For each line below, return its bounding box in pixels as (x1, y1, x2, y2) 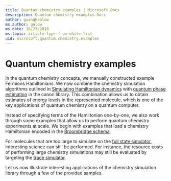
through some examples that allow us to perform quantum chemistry (5, 117, 150, 123)
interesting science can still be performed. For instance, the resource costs (5, 144, 163, 150)
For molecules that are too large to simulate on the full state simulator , (5, 138, 152, 144)
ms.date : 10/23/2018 (5, 27, 50, 32)
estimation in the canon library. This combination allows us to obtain (5, 91, 149, 97)
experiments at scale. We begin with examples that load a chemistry (5, 123, 149, 129)
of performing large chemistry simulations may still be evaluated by (5, 149, 147, 155)
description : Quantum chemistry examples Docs (5, 12, 106, 17)
